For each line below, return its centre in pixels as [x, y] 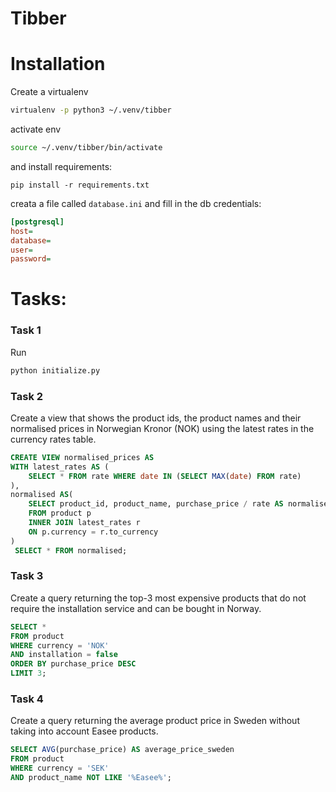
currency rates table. [53, 439]
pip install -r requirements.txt [80, 185]
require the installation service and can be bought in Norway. [136, 608]
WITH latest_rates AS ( [60, 467]
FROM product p [60, 513]
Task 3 [27, 576]
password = [31, 259]
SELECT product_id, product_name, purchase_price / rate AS [156, 504]
